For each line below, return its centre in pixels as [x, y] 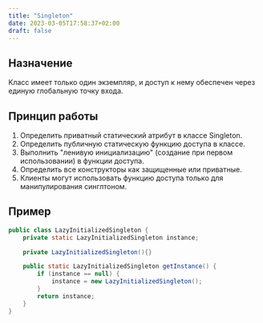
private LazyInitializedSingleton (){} [87, 252]
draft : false [30, 30]
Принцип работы [53, 116]
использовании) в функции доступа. [82, 161]
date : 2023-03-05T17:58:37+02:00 [64, 23]
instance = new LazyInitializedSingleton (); [127, 281]
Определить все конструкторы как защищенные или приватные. [131, 170]
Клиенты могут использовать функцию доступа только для [121, 178]
